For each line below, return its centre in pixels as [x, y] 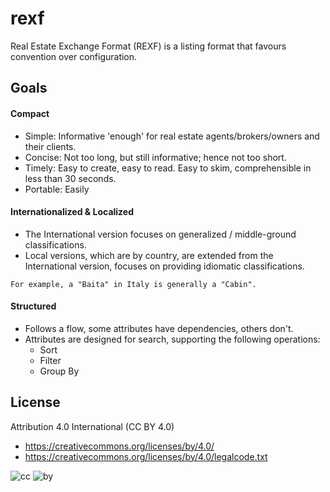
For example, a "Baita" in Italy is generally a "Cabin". [133, 284]
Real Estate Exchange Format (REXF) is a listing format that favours [148, 46]
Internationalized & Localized [72, 212]
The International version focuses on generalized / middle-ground [160, 234]
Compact [30, 113]
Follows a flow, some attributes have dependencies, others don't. [159, 328]
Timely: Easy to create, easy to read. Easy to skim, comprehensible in [168, 168]
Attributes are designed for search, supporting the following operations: [172, 339]
